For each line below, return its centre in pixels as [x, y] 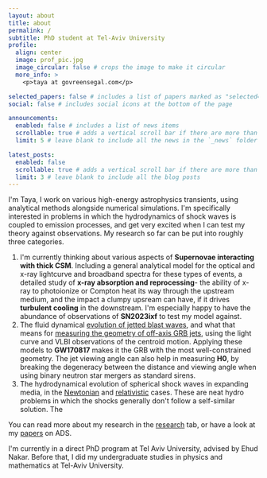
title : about [30, 23]
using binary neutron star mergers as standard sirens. [108, 375]
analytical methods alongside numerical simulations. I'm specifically [119, 208]
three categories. [37, 242]
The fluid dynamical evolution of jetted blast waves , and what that [128, 325]
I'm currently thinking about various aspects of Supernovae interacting [137, 257]
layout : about [32, 16]
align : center [39, 52]
